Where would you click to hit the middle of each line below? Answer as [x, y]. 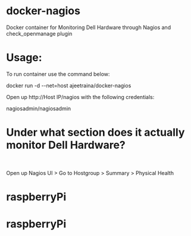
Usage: [24, 58]
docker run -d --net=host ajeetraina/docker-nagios [69, 85]
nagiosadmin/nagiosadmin [39, 109]
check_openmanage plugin [39, 33]
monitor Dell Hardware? [66, 145]
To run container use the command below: [58, 74]
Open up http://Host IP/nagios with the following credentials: [80, 97]
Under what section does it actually [95, 133]
